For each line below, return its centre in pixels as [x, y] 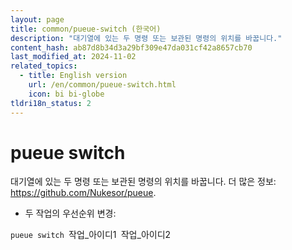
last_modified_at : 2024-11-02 [73, 57]
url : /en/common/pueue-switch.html [102, 85]
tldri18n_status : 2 [51, 103]
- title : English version [73, 76]
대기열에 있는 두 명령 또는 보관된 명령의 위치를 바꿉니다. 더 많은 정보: [143, 182]
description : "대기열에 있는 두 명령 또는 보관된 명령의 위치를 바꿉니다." [146, 38]
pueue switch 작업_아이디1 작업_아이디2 [91, 235]
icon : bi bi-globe [66, 94]
